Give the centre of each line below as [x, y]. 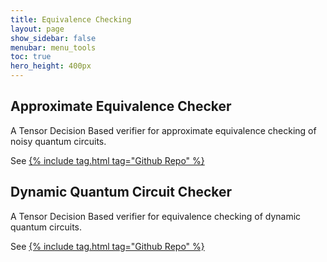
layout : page [37, 29]
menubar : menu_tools [53, 47]
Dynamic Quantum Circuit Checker [121, 192]
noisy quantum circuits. [58, 141]
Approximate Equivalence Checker [121, 106]
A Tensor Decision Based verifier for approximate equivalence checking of [163, 130]
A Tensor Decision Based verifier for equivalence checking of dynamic [156, 216]
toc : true [31, 57]
